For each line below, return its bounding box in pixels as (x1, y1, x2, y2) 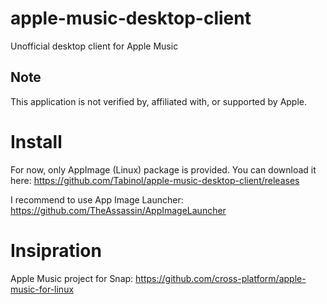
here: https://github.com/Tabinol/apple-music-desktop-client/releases (10, 174, 300, 186)
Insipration (10, 239, 102, 262)
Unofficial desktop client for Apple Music (10, 40, 179, 52)
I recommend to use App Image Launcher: (10, 193, 184, 206)
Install (10, 130, 63, 153)
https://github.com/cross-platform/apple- (135, 272, 307, 284)
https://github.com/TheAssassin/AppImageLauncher (10, 204, 227, 216)
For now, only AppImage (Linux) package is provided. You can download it (10, 163, 317, 176)
